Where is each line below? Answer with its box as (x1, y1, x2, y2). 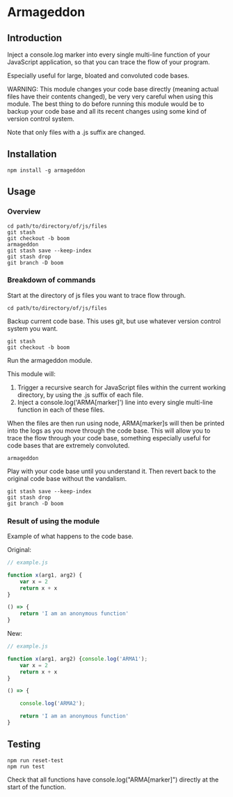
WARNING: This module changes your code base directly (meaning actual (7, 85, 219, 93)
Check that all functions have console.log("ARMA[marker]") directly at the (7, 775, 219, 784)
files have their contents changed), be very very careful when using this (7, 92, 214, 100)
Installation (7, 148, 57, 161)
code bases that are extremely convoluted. (7, 441, 130, 449)
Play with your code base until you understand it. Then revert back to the (7, 467, 216, 475)
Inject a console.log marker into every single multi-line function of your (7, 50, 211, 59)
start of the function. (7, 782, 66, 791)
